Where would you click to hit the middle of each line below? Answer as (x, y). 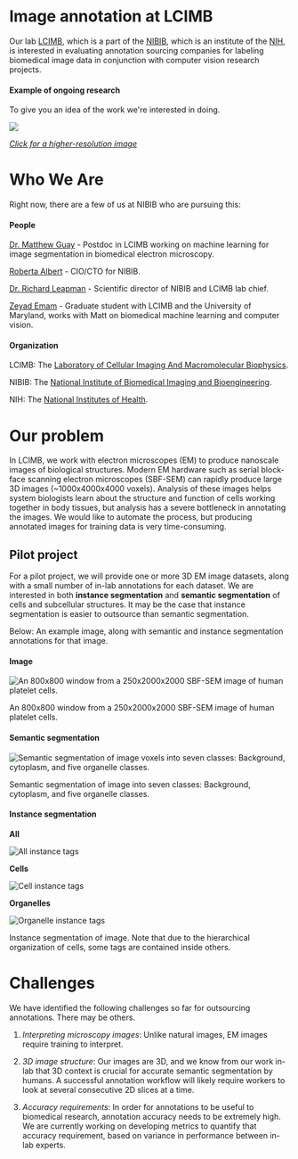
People (22, 225)
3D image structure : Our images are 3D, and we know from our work (148, 1061)
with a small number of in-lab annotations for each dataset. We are (132, 586)
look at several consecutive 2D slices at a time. (108, 1089)
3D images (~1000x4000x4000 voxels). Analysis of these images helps (140, 489)
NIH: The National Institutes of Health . (79, 399)
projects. (25, 70)
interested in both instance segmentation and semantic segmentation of (145, 596)
